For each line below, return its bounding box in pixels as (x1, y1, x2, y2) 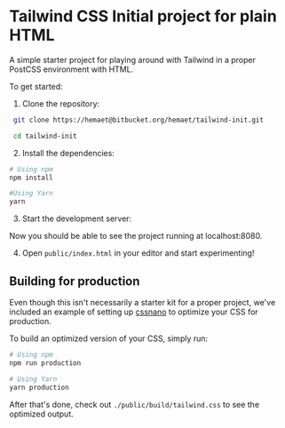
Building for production (9, 273, 140, 289)
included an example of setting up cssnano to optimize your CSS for (9, 306, 259, 317)
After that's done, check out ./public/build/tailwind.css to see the (9, 399, 260, 409)
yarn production (9, 383, 69, 392)
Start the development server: (21, 213, 132, 224)
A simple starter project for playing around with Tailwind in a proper (9, 54, 256, 65)
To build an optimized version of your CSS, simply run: (9, 333, 209, 344)
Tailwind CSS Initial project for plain (9, 6, 277, 27)
